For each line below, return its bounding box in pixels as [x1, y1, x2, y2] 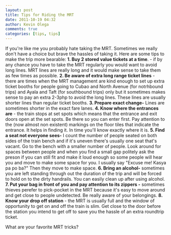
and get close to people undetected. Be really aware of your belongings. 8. [5, 193, 163, 198]
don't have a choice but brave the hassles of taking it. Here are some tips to [5, 51, 165, 57]
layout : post [5, 7, 33, 13]
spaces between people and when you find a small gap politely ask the [5, 149, 155, 155]
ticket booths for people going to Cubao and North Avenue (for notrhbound [5, 83, 163, 90]
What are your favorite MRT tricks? [5, 224, 79, 230]
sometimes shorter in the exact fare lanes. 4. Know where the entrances [5, 105, 159, 111]
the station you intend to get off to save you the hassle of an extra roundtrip [5, 208, 164, 215]
